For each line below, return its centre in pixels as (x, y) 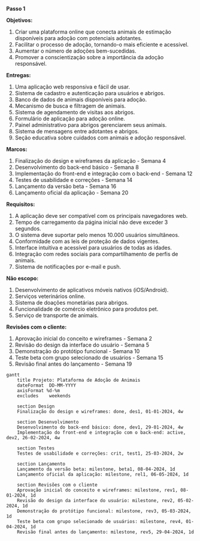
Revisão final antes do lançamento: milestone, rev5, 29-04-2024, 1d (106, 532)
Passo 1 (16, 9)
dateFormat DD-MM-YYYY (47, 385)
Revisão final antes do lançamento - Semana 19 (73, 364)
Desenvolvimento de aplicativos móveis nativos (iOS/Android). (92, 290)
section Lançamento (41, 464)
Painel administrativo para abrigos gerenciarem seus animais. (91, 125)
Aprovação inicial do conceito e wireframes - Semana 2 (84, 338)
